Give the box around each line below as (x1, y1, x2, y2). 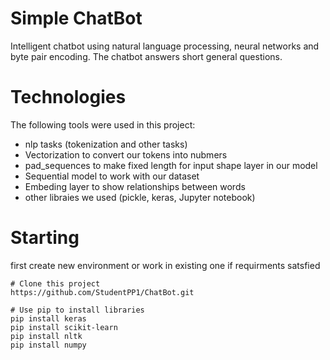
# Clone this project (10, 278, 101, 289)
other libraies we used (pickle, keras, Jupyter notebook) (24, 191, 256, 203)
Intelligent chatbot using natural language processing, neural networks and (10, 40, 320, 52)
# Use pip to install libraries (10, 305, 145, 315)
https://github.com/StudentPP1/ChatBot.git (10, 287, 195, 297)
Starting (10, 227, 80, 249)
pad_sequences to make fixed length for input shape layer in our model (24, 159, 318, 171)
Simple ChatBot (10, 7, 143, 30)
